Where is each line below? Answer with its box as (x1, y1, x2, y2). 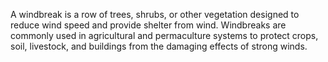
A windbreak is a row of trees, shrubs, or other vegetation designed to (10, 9, 300, 20)
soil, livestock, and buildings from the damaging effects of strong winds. (10, 40, 308, 52)
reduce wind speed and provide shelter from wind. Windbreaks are (10, 19, 287, 31)
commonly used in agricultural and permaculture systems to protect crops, (10, 30, 319, 41)
